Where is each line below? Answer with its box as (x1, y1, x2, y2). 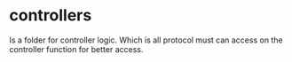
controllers (9, 5, 92, 26)
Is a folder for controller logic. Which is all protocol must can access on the (9, 35, 283, 45)
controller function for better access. (9, 43, 144, 54)
